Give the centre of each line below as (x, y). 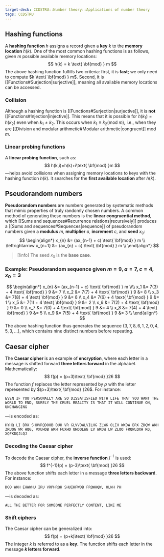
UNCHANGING (16, 407)
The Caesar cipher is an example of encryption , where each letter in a (77, 358)
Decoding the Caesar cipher (39, 446)
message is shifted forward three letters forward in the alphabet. (71, 364)
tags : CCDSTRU (20, 14)
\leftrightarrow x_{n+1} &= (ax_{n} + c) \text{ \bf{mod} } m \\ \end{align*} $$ (82, 246)
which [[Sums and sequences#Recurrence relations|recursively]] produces (81, 221)
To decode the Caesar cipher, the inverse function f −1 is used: (68, 457)
